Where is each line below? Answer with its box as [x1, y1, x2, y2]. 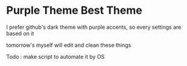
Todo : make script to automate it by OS [6, 53, 105, 60]
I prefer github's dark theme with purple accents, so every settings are [6, 23, 182, 31]
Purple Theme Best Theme [6, 4, 143, 17]
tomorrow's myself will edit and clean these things [6, 41, 132, 49]
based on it [6, 29, 34, 37]
